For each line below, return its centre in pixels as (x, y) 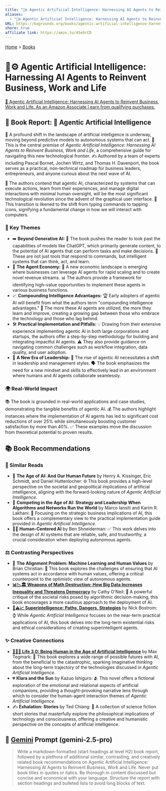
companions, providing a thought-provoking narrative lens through (80, 690)
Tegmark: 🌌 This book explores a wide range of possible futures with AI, (86, 657)
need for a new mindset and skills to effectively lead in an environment (84, 370)
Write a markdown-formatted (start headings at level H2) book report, (88, 752)
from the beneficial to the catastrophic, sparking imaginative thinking (82, 662)
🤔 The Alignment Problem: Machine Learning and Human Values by (83, 564)
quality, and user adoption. (40, 352)
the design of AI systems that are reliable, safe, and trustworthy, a (79, 535)
